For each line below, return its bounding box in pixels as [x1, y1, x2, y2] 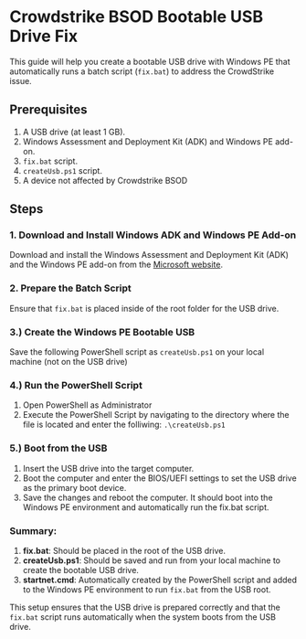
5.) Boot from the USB [9, 442, 108, 454]
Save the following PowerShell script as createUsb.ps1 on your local [9, 346, 265, 357]
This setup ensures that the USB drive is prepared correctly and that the [9, 602, 280, 612]
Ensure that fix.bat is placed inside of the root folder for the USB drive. [9, 303, 280, 314]
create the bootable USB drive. [22, 564, 140, 575]
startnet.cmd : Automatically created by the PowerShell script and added [22, 574, 298, 585]
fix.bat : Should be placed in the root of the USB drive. [22, 545, 227, 556]
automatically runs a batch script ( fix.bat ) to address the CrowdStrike [9, 66, 275, 77]
